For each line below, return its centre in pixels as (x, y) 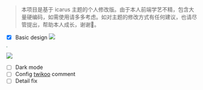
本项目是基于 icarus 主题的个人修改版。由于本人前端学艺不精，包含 (105, 9)
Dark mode (29, 67)
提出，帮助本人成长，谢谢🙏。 (63, 24)
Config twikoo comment (45, 74)
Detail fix (26, 81)
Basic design (31, 37)
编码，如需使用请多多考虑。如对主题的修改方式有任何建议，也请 (112, 17)
